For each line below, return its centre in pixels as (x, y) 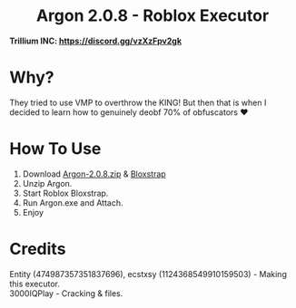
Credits (38, 249)
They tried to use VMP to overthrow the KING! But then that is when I (138, 102)
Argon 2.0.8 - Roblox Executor (153, 16)
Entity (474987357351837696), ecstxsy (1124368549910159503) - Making (148, 274)
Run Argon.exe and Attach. (73, 202)
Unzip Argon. (47, 183)
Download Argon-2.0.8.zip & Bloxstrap (94, 174)
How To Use (55, 149)
